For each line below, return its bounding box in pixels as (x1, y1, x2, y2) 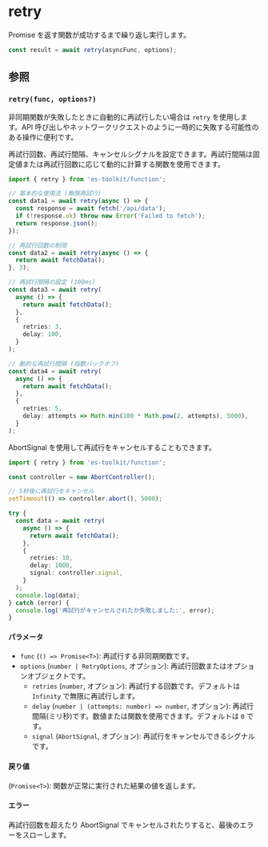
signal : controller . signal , (29, 569, 124, 577)
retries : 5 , (22, 404, 62, 413)
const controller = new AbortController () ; (8, 472, 156, 481)
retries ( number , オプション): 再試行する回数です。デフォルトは (31, 681, 241, 691)
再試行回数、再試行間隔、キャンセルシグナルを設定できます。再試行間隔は (8, 149, 254, 159)
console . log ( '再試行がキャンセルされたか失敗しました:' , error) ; (15, 606, 215, 614)
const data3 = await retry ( (8, 286, 102, 294)
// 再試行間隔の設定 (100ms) (8, 278, 96, 286)
